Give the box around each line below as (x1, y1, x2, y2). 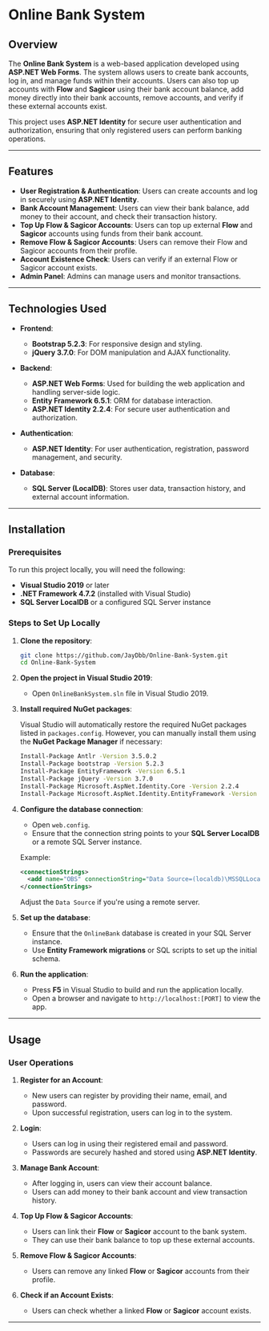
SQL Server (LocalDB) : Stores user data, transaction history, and (31, 483, 246, 493)
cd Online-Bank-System (19, 659, 96, 667)
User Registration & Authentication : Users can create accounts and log (19, 186, 258, 196)
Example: (19, 852, 51, 862)
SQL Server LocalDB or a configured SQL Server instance (19, 598, 211, 607)
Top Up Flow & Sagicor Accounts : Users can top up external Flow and (19, 220, 253, 229)
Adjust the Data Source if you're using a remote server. (19, 897, 200, 907)
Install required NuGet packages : (19, 704, 132, 714)
